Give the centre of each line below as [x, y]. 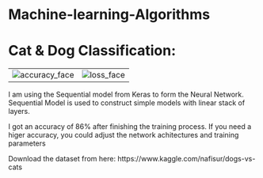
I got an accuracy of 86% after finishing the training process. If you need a [130, 127]
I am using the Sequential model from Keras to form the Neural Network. [126, 95]
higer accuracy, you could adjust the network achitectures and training [124, 135]
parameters [27, 143]
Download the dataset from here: [62, 159]
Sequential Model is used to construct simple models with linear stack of [127, 103]
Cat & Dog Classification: [92, 51]
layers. [19, 112]
